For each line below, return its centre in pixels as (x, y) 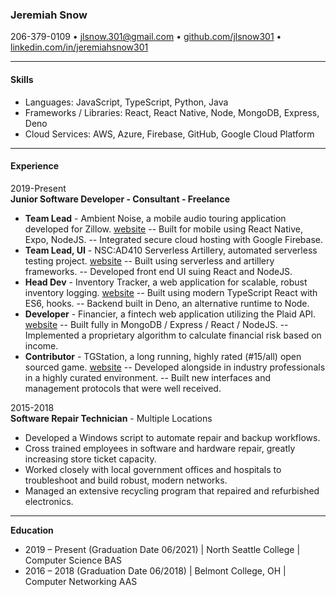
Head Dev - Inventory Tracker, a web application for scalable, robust (166, 282)
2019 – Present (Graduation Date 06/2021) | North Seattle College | (162, 549)
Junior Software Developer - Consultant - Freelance (120, 199)
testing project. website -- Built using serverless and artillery (149, 260)
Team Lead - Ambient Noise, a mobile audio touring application (155, 218)
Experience (34, 166)
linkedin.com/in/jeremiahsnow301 (79, 47)
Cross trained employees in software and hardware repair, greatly (160, 448)
